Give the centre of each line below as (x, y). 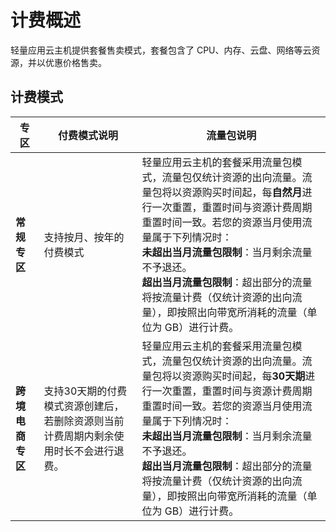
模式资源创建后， (84, 406)
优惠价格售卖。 (75, 62)
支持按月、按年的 (84, 237)
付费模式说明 (88, 135)
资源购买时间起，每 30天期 (243, 376)
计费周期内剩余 (79, 436)
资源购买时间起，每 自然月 (242, 192)
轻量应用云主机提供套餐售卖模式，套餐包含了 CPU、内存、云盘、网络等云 (161, 50)
